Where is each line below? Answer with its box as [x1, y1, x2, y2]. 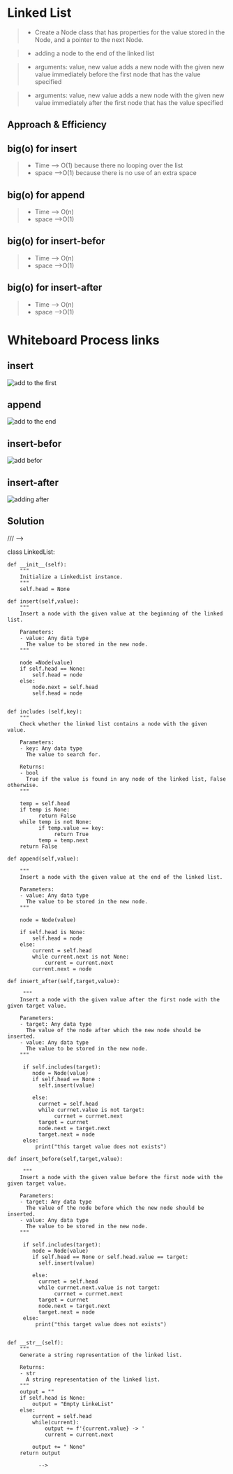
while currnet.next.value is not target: [38, 1284, 160, 1291]
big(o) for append [7, 189, 85, 201]
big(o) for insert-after [7, 281, 103, 293]
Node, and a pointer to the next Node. [34, 35, 144, 43]
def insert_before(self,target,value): [7, 1155, 123, 1162]
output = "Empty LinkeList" [32, 1400, 114, 1407]
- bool [20, 769, 39, 777]
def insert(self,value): [7, 597, 80, 605]
